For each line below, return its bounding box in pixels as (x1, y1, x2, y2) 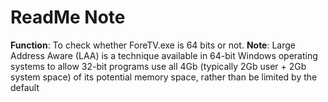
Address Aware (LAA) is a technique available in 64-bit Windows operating (10, 49, 318, 61)
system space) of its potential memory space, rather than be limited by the (10, 71, 318, 83)
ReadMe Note (10, 6, 126, 29)
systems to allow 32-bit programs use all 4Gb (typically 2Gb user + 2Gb (10, 60, 307, 72)
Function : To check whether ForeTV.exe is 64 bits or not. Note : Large (10, 39, 297, 51)
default (10, 81, 40, 93)
